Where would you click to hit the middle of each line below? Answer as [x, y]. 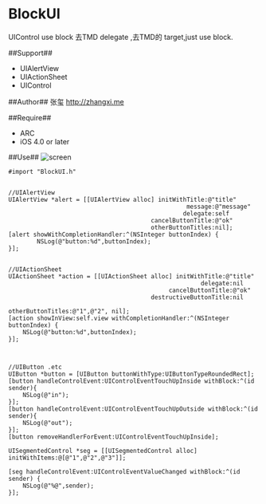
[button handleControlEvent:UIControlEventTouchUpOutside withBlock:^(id [133, 409]
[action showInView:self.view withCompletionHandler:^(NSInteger [119, 318]
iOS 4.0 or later [45, 141]
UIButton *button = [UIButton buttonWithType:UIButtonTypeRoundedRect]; [131, 374]
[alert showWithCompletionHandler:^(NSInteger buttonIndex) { [113, 234]
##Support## [31, 53]
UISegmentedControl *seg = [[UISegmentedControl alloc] [103, 451]
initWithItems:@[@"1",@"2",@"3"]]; [67, 458]
